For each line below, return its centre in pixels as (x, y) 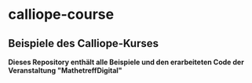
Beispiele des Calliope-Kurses (84, 43)
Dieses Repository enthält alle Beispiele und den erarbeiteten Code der (126, 62)
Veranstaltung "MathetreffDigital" (66, 70)
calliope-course (61, 14)
